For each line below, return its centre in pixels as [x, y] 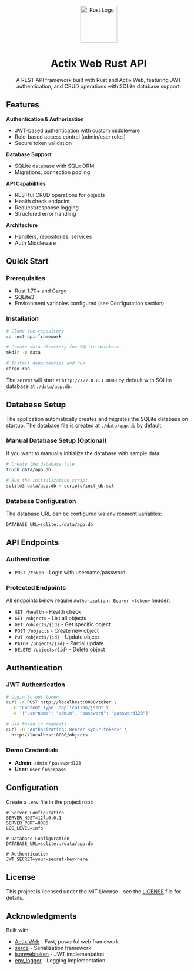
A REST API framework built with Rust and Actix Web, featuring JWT [99, 80]
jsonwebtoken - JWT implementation [59, 954]
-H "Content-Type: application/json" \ [60, 708]
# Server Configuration [35, 813]
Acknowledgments [42, 916]
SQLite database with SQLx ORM [54, 166]
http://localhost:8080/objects [50, 735]
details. [15, 897]
